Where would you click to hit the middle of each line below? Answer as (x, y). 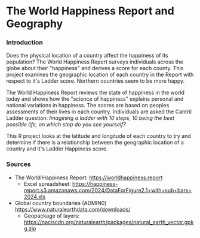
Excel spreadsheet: (47, 183)
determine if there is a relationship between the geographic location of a (95, 143)
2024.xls (35, 197)
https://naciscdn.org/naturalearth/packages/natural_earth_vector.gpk (109, 222)
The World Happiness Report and (90, 11)
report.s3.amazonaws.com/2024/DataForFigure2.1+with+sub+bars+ (108, 190)
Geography (35, 24)
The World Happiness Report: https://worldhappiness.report (89, 177)
